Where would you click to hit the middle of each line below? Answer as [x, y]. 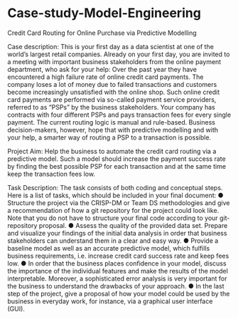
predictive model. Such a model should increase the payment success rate [117, 159]
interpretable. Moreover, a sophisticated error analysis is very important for [117, 278]
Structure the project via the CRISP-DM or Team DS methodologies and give [119, 203]
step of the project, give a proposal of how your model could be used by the [119, 293]
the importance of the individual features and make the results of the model [118, 271]
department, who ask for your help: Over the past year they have [102, 69]
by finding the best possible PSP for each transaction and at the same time [117, 166]
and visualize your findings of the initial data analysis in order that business [117, 233]
